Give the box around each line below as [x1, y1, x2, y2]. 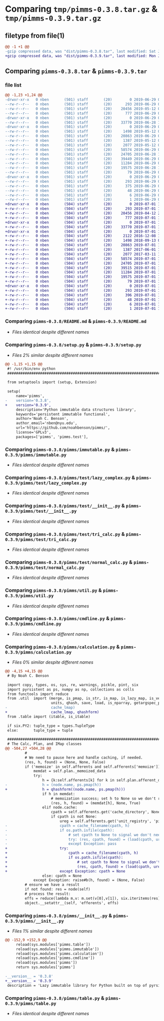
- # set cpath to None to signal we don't [5, 832, 152, 837]
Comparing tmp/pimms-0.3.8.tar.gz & [5, 3, 158, 15]
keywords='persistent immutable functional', [16, 412, 110, 416]
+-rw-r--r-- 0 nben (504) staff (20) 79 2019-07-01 [5, 279, 156, 284]
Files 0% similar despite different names [12, 659, 94, 665]
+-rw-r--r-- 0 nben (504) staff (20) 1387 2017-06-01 [5, 247, 156, 252]
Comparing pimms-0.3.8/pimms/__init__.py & [5, 912, 112, 919]
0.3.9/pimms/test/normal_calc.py [5, 565, 84, 570]
